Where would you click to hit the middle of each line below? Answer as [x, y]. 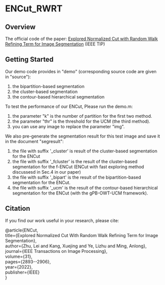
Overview [21, 27]
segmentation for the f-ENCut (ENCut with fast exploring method [78, 167]
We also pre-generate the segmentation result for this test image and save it [83, 136]
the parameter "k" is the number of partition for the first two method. [82, 116]
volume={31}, [19, 256]
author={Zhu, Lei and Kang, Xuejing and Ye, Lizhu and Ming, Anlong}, [76, 246]
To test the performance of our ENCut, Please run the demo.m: [69, 106]
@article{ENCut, [22, 230]
